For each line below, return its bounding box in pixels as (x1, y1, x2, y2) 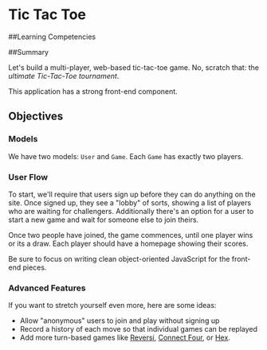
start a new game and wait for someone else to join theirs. (8, 215, 199, 224)
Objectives (8, 110, 64, 123)
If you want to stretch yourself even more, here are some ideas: (8, 301, 217, 310)
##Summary (8, 47, 49, 56)
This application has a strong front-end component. (8, 86, 178, 96)
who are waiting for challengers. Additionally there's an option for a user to (8, 206, 254, 216)
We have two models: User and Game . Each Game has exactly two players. (8, 151, 244, 161)
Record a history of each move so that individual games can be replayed (19, 325, 257, 334)
